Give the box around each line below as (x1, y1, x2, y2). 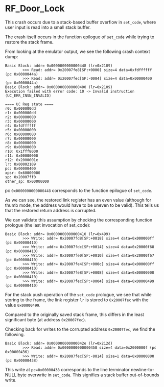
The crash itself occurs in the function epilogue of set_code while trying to (5, 34, 155, 40)
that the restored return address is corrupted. (5, 207, 96, 213)
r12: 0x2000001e (5, 157, 38, 162)
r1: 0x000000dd (5, 110, 36, 115)
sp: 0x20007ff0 (5, 174, 36, 179)
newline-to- (130, 366, 155, 372)
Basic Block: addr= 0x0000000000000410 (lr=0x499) (5, 231, 111, 237)
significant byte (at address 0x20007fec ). (5, 316, 87, 322)
